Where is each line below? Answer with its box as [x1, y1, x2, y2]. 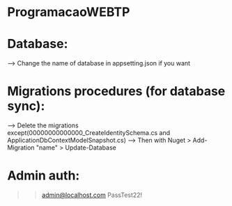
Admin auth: [7, 168, 80, 184]
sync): [7, 98, 45, 114]
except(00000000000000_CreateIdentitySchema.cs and [7, 129, 171, 137]
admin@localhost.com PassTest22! [41, 191, 143, 199]
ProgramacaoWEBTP [7, 4, 130, 20]
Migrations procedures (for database [7, 84, 226, 100]
